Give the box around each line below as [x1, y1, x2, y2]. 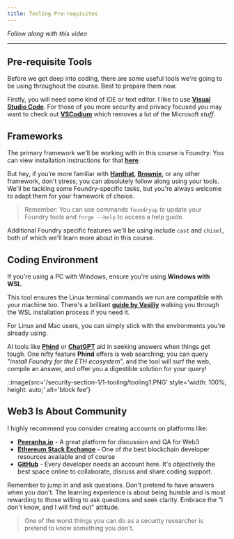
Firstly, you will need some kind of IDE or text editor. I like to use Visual [7, 95, 211, 104]
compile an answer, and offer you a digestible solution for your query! [7, 365, 207, 373]
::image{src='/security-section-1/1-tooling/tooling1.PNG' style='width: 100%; [7, 378, 227, 386]
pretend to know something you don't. [24, 524, 134, 532]
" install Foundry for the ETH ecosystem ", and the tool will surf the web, [7, 357, 211, 366]
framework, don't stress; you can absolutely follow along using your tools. [7, 177, 219, 185]
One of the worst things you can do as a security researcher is [24, 516, 204, 524]
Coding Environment [7, 253, 99, 265]
